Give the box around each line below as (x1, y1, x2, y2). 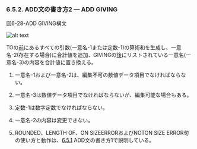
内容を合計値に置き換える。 (29, 59, 97, 66)
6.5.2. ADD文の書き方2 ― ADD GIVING (6, 5, 118, 13)
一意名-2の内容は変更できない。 (14, 117, 94, 124)
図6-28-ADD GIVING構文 (6, 20, 67, 27)
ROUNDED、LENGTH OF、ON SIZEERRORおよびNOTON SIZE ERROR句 (14, 129, 189, 137)
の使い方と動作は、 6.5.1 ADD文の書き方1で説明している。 (14, 137, 155, 144)
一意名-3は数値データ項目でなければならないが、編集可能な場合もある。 (14, 91, 192, 99)
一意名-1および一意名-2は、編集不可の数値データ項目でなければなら (14, 71, 181, 78)
